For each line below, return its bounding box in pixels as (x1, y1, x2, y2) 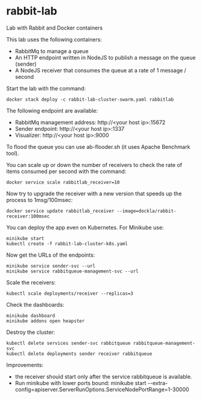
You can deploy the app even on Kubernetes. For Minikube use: (6, 224, 164, 231)
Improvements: (6, 361, 44, 368)
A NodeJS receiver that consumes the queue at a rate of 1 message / (14, 66, 187, 74)
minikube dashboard (6, 312, 55, 319)
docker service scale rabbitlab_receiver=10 (6, 179, 120, 185)
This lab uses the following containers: (6, 36, 103, 43)
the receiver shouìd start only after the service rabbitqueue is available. (14, 372, 192, 380)
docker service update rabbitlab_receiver (6, 208, 115, 214)
